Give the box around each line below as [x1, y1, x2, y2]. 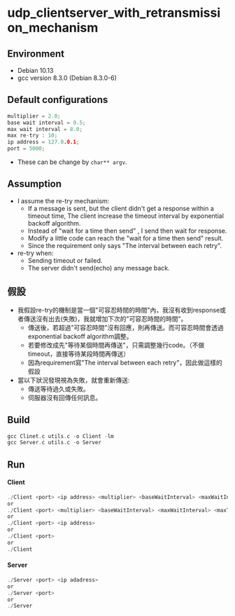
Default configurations [7, 94, 108, 106]
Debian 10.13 [17, 67, 54, 74]
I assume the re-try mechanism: [17, 196, 110, 205]
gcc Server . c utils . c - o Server [7, 439, 101, 446]
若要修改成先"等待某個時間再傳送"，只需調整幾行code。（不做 [27, 341, 205, 349]
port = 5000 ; [7, 145, 45, 152]
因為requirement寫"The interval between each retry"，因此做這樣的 [27, 358, 222, 367]
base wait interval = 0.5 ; [7, 119, 86, 126]
